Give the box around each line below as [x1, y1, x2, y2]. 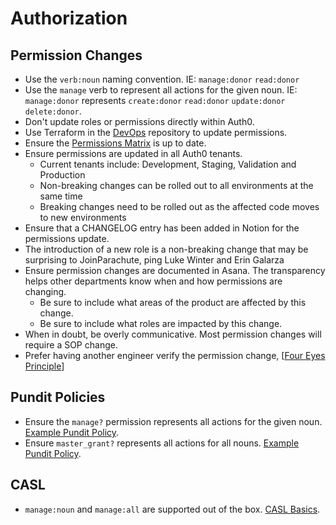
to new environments [39, 212, 127, 223]
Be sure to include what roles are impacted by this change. [39, 318, 283, 329]
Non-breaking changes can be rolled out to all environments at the [39, 180, 314, 191]
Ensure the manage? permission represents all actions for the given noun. [24, 415, 323, 427]
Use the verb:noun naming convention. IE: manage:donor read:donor [24, 73, 300, 85]
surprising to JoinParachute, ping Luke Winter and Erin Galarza [24, 254, 285, 266]
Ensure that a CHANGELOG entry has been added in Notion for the [24, 222, 300, 234]
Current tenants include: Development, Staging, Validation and [39, 158, 297, 170]
